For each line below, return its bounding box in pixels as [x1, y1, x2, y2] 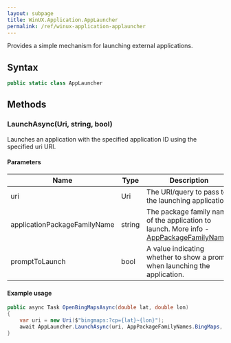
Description [169, 175, 209, 185]
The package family [146, 207, 211, 217]
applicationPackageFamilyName [10, 219, 115, 229]
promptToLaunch [10, 256, 66, 266]
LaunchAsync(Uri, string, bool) [7, 120, 113, 129]
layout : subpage [7, 10, 54, 17]
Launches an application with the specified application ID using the [7, 135, 197, 143]
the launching [146, 195, 191, 205]
